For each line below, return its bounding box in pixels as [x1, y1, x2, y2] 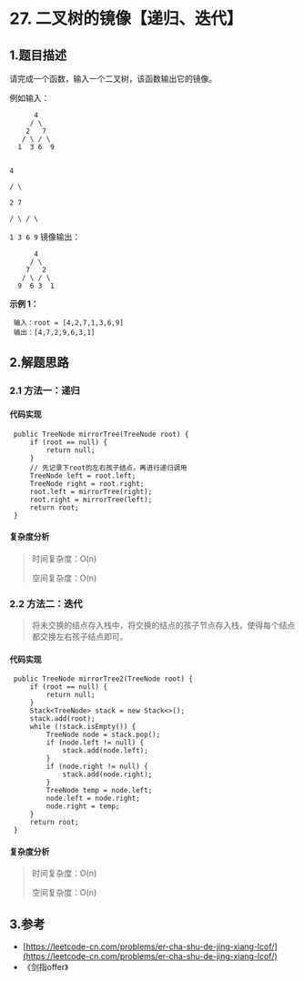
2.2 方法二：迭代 [9, 597, 84, 610]
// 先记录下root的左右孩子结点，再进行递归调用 [29, 463, 187, 472]
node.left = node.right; [46, 794, 141, 804]
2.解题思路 [9, 355, 70, 370]
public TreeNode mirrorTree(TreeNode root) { [13, 430, 189, 439]
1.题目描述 [9, 47, 67, 63]
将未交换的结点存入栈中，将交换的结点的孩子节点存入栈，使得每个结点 [31, 620, 296, 631]
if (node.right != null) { [46, 762, 148, 772]
